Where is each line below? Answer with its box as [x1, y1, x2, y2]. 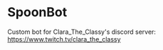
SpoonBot [7, 4, 68, 20]
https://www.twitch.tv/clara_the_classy [7, 35, 121, 43]
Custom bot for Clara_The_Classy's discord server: [7, 27, 157, 36]
